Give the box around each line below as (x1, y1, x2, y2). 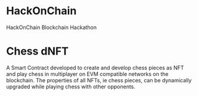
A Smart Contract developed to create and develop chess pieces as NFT (6, 64, 184, 71)
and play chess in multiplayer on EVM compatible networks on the (6, 70, 169, 78)
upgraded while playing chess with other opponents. (6, 83, 136, 90)
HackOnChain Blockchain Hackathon (6, 24, 97, 31)
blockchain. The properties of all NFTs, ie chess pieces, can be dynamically (6, 76, 192, 84)
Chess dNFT (6, 44, 69, 58)
